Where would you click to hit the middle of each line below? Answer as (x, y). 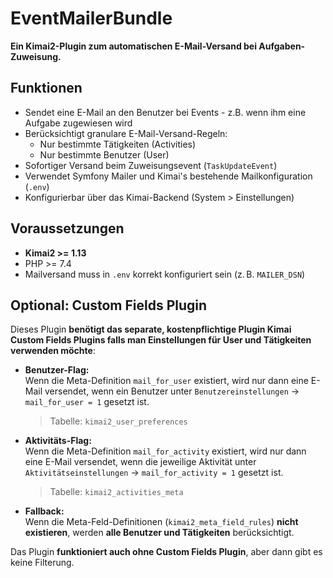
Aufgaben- (282, 46)
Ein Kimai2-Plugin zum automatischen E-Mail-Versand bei (134, 46)
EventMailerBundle (91, 18)
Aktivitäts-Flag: (58, 441)
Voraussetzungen (67, 228)
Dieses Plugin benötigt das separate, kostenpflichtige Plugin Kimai (151, 329)
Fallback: (44, 511)
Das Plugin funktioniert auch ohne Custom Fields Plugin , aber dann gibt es (166, 552)
